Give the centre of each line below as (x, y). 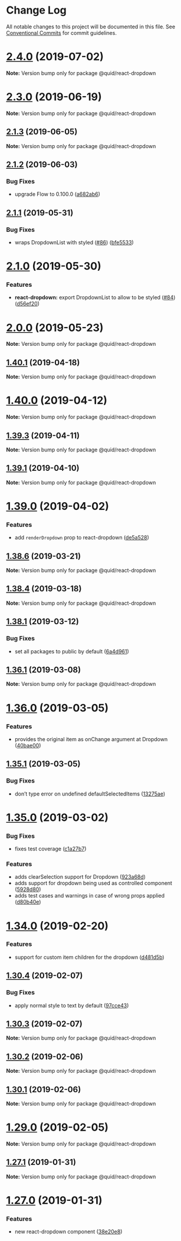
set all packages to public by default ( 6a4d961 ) (72, 651)
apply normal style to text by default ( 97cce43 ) (72, 1005)
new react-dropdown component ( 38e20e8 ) (68, 1232)
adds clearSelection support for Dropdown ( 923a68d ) (80, 877)
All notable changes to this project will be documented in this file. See (91, 27)
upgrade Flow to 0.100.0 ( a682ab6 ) (57, 194)
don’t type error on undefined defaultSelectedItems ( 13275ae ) (90, 794)
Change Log (36, 10)
